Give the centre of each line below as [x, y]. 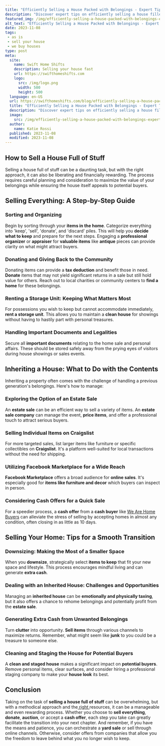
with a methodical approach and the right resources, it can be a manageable [82, 707]
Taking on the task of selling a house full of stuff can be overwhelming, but [82, 702]
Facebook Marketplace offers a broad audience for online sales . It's [75, 478]
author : [17, 124]
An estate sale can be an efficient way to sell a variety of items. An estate [80, 410]
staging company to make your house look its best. [57, 675]
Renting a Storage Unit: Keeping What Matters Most [68, 298]
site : [15, 60]
